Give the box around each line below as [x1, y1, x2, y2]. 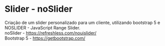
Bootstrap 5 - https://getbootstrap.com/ [4, 35, 85, 41]
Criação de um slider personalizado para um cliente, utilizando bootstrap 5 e [4, 20, 161, 25]
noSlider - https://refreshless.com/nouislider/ [4, 30, 97, 36]
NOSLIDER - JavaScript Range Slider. [4, 24, 81, 30]
